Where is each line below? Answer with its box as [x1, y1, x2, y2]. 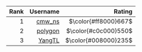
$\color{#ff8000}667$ [68, 18, 132, 25]
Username [29, 8, 60, 15]
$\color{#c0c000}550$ [66, 27, 132, 34]
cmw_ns [36, 18, 60, 25]
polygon [36, 27, 60, 34]
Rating [113, 8, 132, 15]
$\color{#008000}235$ [65, 36, 132, 44]
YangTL [38, 36, 60, 44]
